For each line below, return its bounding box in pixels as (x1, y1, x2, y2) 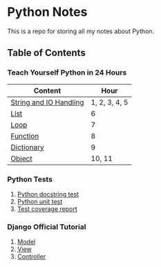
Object (10, 154, 32, 163)
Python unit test (17, 197, 63, 205)
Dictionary (10, 142, 44, 152)
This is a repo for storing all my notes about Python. (7, 27, 155, 35)
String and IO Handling (10, 98, 84, 107)
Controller (17, 252, 46, 261)
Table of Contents (7, 47, 86, 59)
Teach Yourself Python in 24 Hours (7, 68, 127, 77)
